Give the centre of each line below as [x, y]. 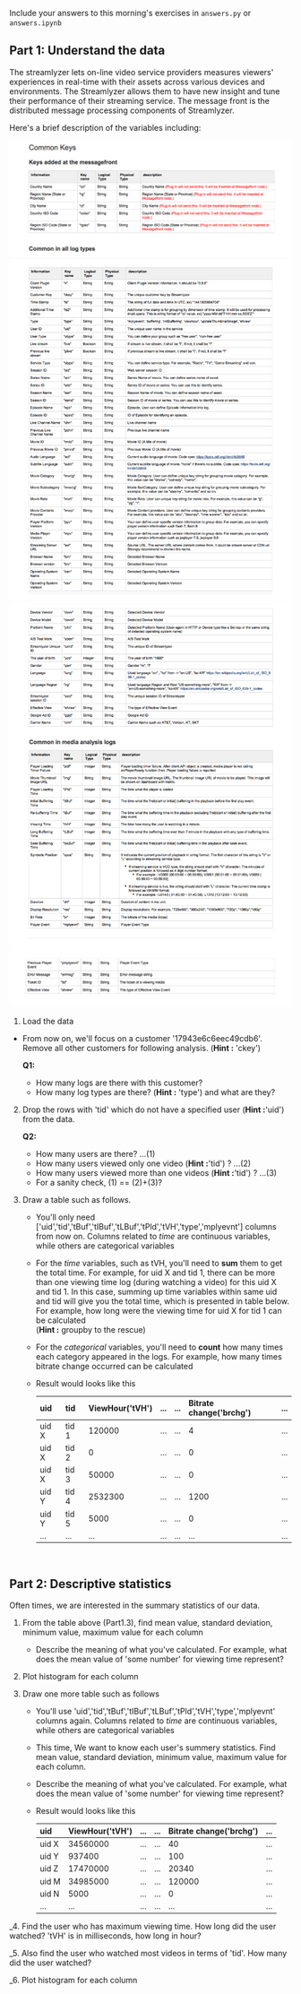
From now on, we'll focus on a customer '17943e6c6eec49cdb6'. [142, 1038]
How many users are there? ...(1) [95, 1153]
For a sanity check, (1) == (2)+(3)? [99, 1182]
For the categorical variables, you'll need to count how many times [159, 1347]
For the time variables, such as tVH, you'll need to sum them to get [159, 1263]
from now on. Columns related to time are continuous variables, [153, 1236]
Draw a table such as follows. [77, 1199]
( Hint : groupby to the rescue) [90, 1329]
